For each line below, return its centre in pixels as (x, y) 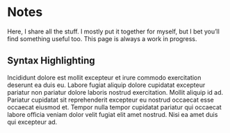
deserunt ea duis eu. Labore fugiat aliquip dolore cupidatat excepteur (106, 85)
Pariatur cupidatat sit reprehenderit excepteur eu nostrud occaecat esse (110, 100)
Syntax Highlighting (51, 61)
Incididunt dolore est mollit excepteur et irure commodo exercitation (104, 77)
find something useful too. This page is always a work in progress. (102, 38)
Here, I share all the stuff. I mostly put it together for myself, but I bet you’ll (114, 31)
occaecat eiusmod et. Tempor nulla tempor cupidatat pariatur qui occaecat (115, 107)
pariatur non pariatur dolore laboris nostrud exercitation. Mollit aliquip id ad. (115, 92)
